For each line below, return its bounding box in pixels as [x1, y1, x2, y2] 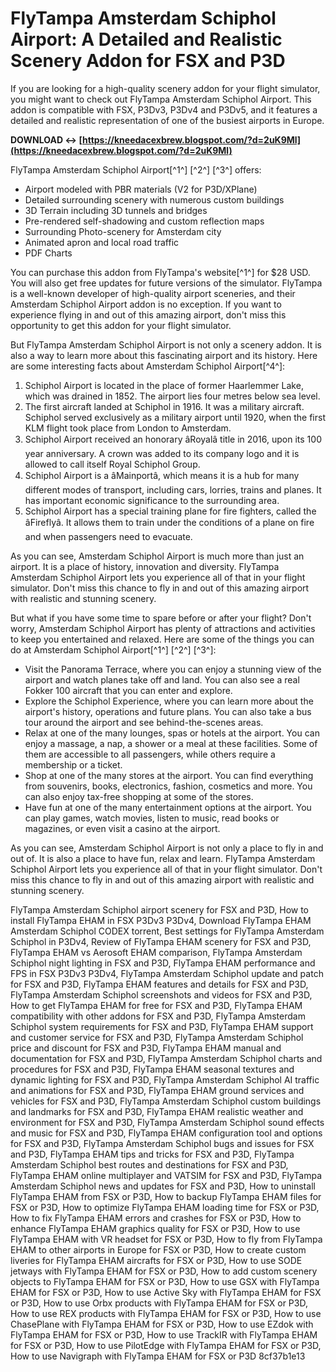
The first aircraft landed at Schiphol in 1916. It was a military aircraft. [24, 400, 305, 412]
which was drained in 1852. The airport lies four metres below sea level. [24, 390, 321, 402]
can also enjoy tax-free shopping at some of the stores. [24, 790, 254, 802]
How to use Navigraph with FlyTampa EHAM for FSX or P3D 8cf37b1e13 [10, 1350, 306, 1362]
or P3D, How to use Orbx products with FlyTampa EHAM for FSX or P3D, [10, 1297, 308, 1309]
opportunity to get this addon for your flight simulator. [10, 319, 232, 331]
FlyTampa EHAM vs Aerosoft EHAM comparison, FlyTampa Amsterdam [10, 946, 303, 958]
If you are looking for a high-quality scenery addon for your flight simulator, [10, 82, 321, 94]
